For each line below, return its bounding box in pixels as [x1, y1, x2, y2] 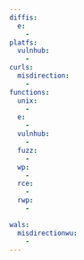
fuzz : [17, 146, 38, 155]
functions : [9, 88, 50, 96]
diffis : [9, 13, 38, 22]
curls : [9, 63, 34, 72]
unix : [17, 96, 38, 105]
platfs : [9, 38, 38, 47]
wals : [9, 220, 29, 229]
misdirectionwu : [17, 229, 78, 238]
